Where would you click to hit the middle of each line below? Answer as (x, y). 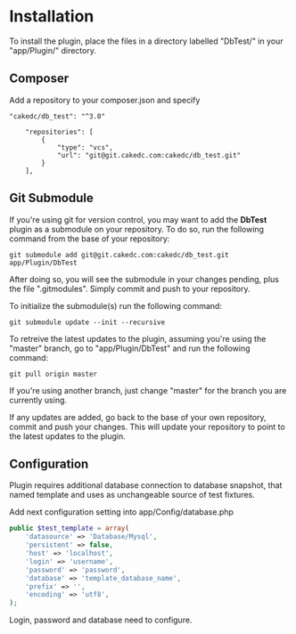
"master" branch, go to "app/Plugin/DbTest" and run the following (130, 348)
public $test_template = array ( (69, 528)
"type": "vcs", (85, 147)
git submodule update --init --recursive (87, 322)
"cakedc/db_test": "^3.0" (57, 116)
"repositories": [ (59, 132)
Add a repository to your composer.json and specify (105, 100)
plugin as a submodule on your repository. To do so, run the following (137, 229)
